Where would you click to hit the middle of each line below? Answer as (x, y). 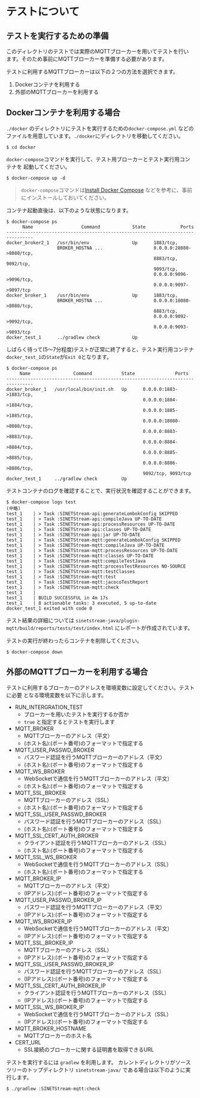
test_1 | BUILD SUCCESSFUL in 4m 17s (57, 598)
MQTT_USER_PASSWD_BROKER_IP (58, 900)
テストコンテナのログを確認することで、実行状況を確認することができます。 (100, 491)
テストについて (43, 12)
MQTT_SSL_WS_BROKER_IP (49, 1007)
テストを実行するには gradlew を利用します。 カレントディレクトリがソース (99, 1062)
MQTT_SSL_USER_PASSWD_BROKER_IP (64, 964)
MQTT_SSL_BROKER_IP (44, 943)
